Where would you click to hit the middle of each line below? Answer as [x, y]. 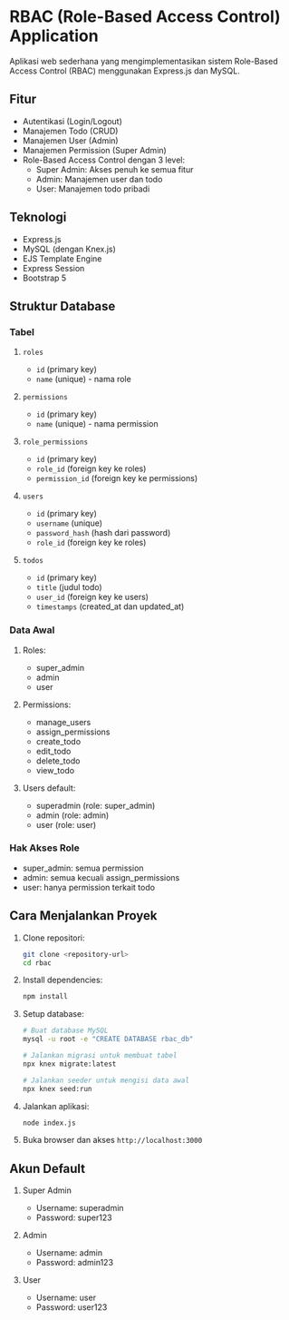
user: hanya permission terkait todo [89, 887]
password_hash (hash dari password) [103, 533]
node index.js [49, 1123]
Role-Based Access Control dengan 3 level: [104, 160]
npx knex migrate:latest [69, 1064]
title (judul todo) [69, 587]
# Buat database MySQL [65, 1031]
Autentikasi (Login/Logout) [72, 121]
